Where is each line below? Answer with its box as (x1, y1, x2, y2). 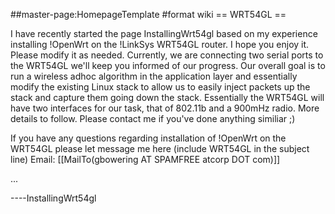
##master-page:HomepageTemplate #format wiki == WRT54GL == (10, 9, 287, 20)
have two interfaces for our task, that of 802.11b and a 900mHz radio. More (10, 102, 320, 114)
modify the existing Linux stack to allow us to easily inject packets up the (10, 81, 311, 93)
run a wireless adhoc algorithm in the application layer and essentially (10, 70, 298, 82)
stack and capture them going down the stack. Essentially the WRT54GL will (10, 92, 325, 103)
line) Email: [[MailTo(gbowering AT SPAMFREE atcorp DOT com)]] (10, 154, 281, 165)
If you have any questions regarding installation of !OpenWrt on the (10, 132, 287, 144)
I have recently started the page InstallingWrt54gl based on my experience (10, 28, 318, 39)
